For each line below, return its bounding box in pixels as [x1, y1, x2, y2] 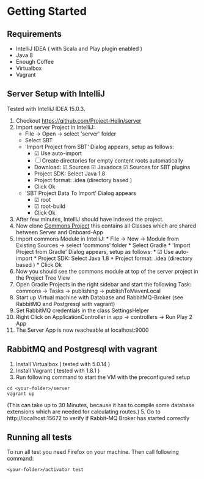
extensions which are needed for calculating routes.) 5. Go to [7, 408, 161, 415]
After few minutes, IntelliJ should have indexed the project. [15, 215, 164, 223]
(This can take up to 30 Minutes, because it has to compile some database [7, 401, 195, 408]
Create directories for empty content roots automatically [42, 156, 184, 164]
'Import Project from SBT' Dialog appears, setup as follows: [24, 143, 175, 150]
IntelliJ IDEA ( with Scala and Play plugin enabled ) [15, 45, 143, 52]
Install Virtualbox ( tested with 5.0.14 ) [15, 360, 111, 367]
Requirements [7, 29, 62, 39]
